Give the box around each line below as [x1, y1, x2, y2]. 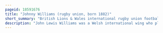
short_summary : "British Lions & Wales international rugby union [5, 16, 142, 21]
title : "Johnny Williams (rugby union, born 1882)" [5, 12, 112, 16]
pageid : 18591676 [5, 7, 40, 12]
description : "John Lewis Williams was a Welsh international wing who [5, 20, 153, 26]
